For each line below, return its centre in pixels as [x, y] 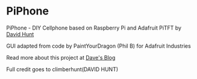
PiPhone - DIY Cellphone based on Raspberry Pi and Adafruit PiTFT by [94, 28]
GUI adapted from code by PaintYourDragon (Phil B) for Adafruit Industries [98, 46]
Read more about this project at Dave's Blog [61, 57]
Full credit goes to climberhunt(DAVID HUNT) [62, 69]
